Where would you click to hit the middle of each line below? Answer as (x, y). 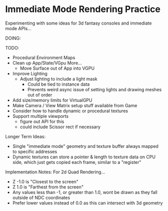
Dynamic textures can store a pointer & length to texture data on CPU (84, 157)
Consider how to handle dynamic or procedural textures (70, 111)
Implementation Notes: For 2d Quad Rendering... (55, 172)
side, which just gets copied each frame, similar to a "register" (77, 162)
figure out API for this (42, 121)
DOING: (13, 38)
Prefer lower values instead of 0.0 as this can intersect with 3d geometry (88, 203)
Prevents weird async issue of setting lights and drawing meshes (95, 89)
